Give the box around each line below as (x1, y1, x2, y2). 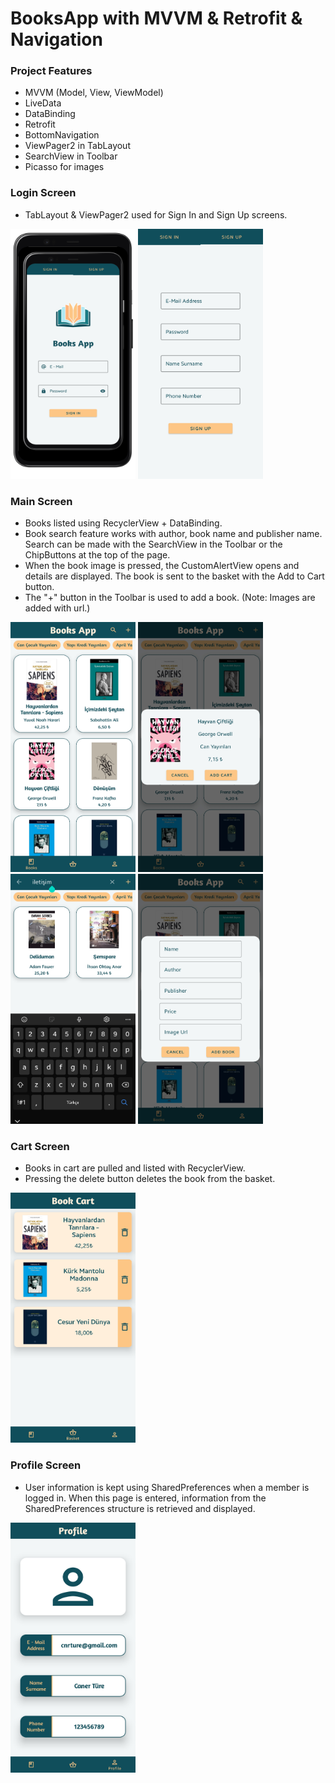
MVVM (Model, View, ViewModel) (24, 87, 164, 99)
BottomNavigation (24, 129, 100, 141)
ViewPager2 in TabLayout (24, 140, 131, 152)
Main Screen (10, 494, 73, 508)
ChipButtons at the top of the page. (24, 549, 171, 561)
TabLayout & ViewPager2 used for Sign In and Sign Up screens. (24, 208, 288, 221)
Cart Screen (10, 1140, 70, 1153)
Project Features (10, 64, 93, 78)
